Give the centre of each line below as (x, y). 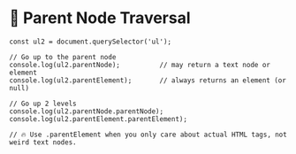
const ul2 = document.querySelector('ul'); (91, 42)
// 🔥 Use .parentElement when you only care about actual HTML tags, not (148, 135)
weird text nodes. (43, 142)
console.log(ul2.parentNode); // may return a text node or (140, 65)
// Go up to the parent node (63, 57)
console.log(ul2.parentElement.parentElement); (99, 119)
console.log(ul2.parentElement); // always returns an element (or (148, 80)
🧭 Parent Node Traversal (100, 18)
